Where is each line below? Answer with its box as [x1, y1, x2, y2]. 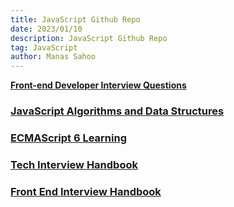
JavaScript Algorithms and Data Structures [10, 104, 225, 118]
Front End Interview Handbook [10, 184, 162, 198]
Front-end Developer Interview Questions [10, 79, 187, 91]
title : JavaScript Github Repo [10, 14, 141, 25]
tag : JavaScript [10, 42, 78, 53]
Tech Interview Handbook [10, 157, 138, 171]
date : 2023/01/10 [10, 24, 83, 34]
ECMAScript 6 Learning [10, 131, 128, 145]
